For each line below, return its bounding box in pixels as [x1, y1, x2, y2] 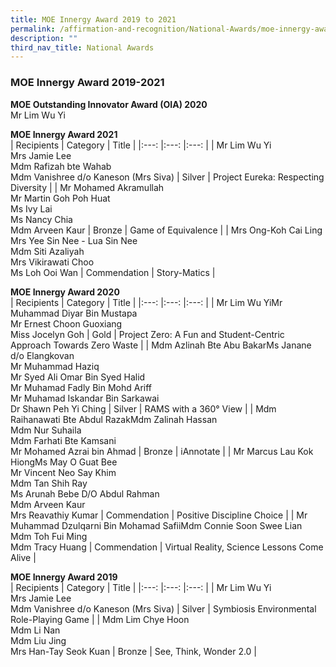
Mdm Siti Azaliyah [10, 245, 85, 257]
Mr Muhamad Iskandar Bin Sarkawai [10, 392, 160, 404]
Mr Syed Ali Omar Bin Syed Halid [10, 371, 146, 383]
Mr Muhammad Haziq [10, 360, 100, 372]
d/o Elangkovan [10, 349, 75, 361]
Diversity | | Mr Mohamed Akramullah [10, 181, 165, 193]
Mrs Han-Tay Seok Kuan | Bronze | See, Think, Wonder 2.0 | [10, 645, 258, 657]
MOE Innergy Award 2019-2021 [10, 76, 165, 90]
